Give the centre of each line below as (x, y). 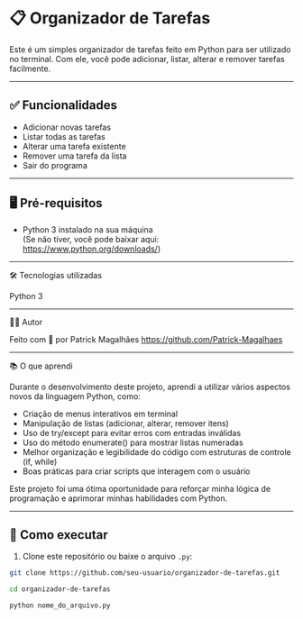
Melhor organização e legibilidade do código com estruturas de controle (156, 451)
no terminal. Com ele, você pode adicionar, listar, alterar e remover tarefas (147, 59)
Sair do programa (55, 165)
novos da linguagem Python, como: (75, 396)
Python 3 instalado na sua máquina (87, 229)
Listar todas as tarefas (64, 136)
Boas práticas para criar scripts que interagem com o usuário (136, 471)
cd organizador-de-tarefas (60, 589)
